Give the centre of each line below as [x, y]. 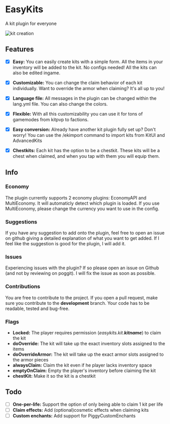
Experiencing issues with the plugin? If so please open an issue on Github [82, 268]
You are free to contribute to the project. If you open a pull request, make [82, 298]
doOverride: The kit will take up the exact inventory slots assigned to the [89, 344]
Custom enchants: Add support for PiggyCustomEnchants [74, 415]
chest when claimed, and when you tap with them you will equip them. [86, 156]
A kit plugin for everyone [31, 23]
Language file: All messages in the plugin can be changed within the [84, 98]
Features [20, 49]
